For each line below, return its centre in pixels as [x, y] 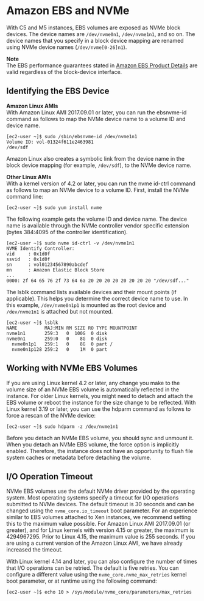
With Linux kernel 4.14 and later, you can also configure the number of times [102, 562]
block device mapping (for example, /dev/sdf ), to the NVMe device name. [99, 165]
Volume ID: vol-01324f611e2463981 [50, 142]
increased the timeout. [34, 550]
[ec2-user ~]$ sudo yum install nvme [54, 208]
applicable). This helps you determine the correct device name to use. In [97, 298]
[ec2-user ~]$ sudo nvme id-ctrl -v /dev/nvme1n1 [71, 243]
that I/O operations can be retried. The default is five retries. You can [93, 568]
